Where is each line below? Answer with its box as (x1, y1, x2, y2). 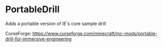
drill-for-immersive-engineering (5, 36, 72, 42)
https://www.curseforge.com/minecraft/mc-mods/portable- (32, 30, 158, 36)
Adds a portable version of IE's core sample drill (5, 20, 106, 27)
